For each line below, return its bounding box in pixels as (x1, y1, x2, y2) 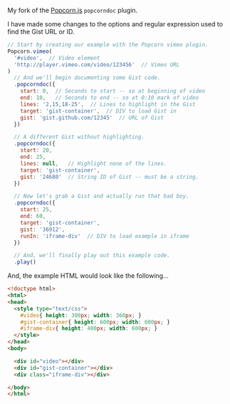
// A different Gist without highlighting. (14, 133, 145, 141)
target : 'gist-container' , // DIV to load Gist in (20, 107, 177, 115)
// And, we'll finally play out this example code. (14, 252, 171, 259)
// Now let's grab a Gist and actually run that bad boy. (14, 192, 190, 200)
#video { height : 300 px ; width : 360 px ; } (20, 311, 142, 319)
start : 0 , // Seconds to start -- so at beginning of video (20, 88, 205, 95)
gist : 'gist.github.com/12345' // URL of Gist (20, 114, 164, 121)
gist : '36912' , (20, 226, 66, 233)
